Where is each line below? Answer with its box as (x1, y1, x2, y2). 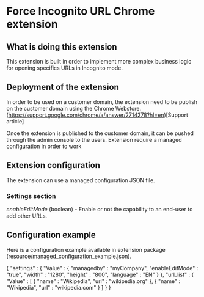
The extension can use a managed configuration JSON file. (6, 176, 155, 184)
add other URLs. (6, 212, 48, 219)
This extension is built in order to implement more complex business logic (6, 58, 192, 65)
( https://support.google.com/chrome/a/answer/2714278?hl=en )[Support (6, 111, 188, 119)
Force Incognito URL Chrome (6, 4, 155, 18)
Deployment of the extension (6, 82, 119, 92)
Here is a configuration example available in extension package (6, 246, 166, 253)
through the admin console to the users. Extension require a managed (6, 136, 182, 143)
